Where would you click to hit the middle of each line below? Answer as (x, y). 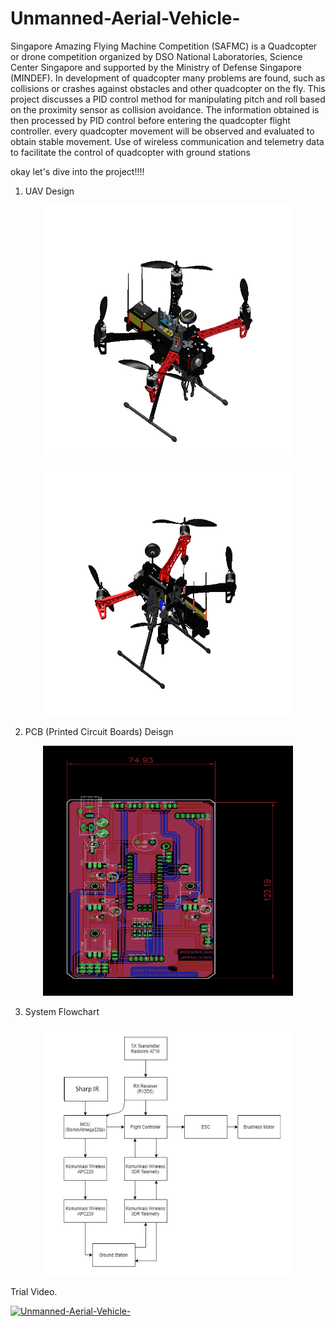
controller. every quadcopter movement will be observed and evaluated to (162, 131)
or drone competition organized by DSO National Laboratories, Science (156, 56)
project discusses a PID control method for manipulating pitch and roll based (168, 99)
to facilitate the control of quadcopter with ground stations (131, 152)
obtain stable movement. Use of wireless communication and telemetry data (167, 141)
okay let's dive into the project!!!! (77, 171)
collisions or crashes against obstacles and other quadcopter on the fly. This (168, 88)
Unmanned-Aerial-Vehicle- (125, 18)
